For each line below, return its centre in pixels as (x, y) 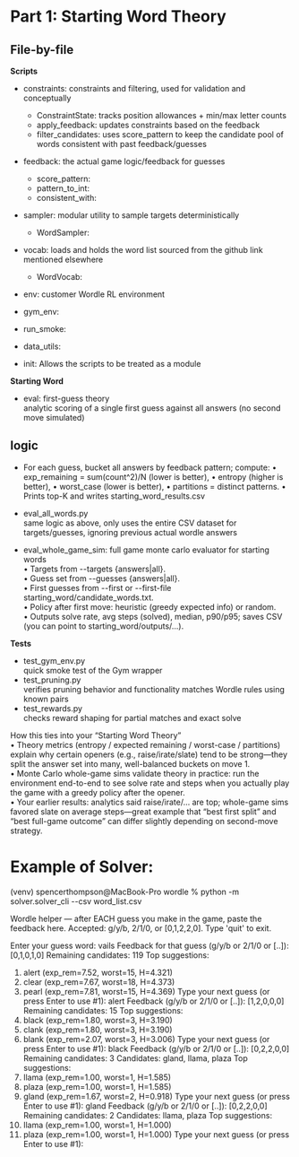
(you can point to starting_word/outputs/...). (103, 626)
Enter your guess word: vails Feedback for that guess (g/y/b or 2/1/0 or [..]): (149, 945)
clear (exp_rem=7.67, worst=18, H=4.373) (99, 982)
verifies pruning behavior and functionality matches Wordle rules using (154, 689)
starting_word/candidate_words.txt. (89, 597)
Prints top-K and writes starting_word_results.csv (114, 496)
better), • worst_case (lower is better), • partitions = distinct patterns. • (154, 486)
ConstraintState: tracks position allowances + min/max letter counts (162, 115)
